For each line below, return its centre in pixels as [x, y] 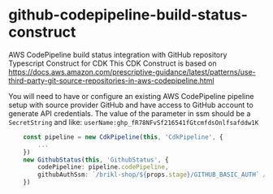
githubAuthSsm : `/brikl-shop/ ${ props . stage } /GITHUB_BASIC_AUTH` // [154, 175]
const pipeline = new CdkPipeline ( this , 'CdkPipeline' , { [123, 137]
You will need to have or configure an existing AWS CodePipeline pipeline [131, 96]
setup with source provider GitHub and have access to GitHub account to [131, 105]
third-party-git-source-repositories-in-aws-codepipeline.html [111, 80]
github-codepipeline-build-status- [128, 15]
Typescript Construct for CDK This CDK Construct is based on [113, 63]
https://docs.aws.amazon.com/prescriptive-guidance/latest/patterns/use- [132, 71]
